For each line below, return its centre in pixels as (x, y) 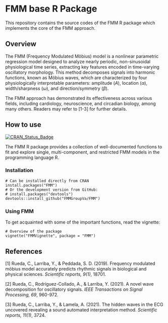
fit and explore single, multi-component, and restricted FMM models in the (82, 152)
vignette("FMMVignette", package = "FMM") (50, 236)
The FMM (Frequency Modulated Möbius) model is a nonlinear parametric (82, 56)
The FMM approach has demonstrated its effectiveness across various (79, 98)
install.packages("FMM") (31, 185)
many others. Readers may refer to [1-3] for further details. (66, 109)
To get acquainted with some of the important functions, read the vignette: (83, 222)
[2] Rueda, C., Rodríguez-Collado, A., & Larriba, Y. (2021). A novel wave (79, 284)
